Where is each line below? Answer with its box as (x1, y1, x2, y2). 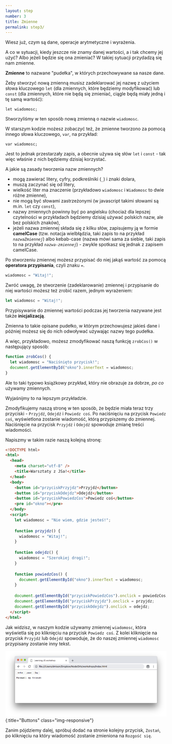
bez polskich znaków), (12, 219, 60, 226)
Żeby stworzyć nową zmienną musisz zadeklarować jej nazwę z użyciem (5, 80, 160, 86)
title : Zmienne (5, 19, 38, 24)
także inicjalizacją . (5, 313, 46, 319)
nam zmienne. (5, 60, 35, 66)
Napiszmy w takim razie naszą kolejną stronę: (5, 436, 102, 443)
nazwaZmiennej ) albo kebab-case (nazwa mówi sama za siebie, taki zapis (12, 236, 166, 242)
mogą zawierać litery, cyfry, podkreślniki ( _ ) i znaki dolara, (12, 176, 136, 182)
